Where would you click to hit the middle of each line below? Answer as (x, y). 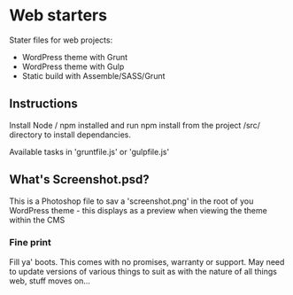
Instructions (43, 104)
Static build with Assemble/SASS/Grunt (93, 75)
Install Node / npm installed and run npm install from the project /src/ (135, 125)
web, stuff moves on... (50, 281)
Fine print (30, 243)
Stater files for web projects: (61, 40)
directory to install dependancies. (70, 135)
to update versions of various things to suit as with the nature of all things (143, 271)
